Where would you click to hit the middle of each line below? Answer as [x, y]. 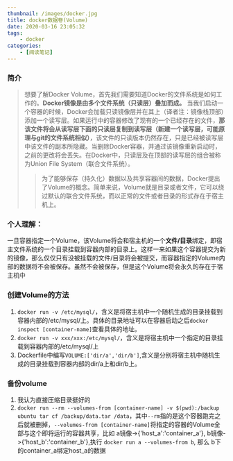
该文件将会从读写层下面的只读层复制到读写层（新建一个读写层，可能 [121, 129]
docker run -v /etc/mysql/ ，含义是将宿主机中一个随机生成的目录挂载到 [120, 311]
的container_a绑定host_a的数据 [61, 451]
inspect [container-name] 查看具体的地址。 [79, 329]
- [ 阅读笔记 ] [36, 53]
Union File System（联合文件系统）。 [82, 164]
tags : [15, 33]
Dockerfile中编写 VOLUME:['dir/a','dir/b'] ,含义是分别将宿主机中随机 [116, 355]
